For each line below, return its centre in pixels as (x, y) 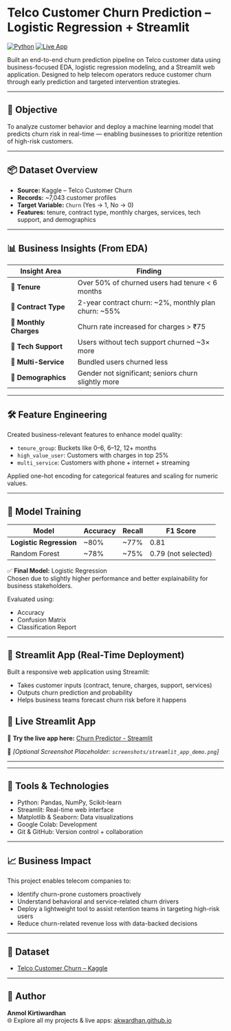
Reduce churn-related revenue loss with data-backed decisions (107, 923)
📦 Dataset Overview (53, 170)
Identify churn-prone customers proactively (79, 895)
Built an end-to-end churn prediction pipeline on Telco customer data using (114, 59)
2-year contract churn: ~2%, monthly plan (146, 303)
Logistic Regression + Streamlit (99, 27)
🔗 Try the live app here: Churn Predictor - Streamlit (80, 738)
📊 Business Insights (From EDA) (78, 248)
